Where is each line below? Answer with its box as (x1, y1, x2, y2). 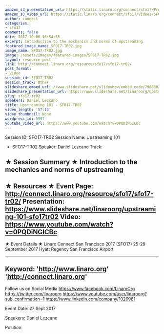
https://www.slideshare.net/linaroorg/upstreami (5, 205, 156, 213)
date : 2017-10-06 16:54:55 (5, 35, 60, 40)
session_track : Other (5, 80, 49, 85)
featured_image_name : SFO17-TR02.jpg (5, 44, 82, 48)
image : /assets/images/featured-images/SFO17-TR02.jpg (5, 52, 119, 58)
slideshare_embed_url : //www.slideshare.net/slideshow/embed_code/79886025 (5, 84, 163, 89)
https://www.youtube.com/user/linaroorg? (62, 290, 147, 296)
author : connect (5, 16, 38, 21)
